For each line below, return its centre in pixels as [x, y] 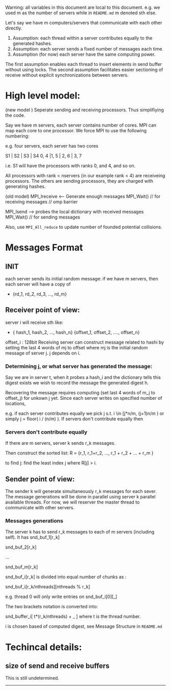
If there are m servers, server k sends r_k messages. [61, 443]
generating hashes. [25, 186]
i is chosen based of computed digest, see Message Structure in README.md [84, 626]
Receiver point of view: [42, 310]
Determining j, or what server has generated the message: [79, 366]
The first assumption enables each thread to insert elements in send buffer [83, 64]
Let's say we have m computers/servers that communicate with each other [84, 23]
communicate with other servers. [40, 508]
